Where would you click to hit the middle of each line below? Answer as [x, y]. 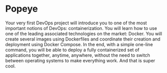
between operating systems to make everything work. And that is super [80, 60]
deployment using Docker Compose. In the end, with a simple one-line [79, 44]
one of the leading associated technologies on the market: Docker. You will [84, 33]
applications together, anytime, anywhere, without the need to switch [78, 55]
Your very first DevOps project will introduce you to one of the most [76, 23]
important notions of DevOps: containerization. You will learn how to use [81, 28]
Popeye [22, 9]
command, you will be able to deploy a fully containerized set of [72, 50]
